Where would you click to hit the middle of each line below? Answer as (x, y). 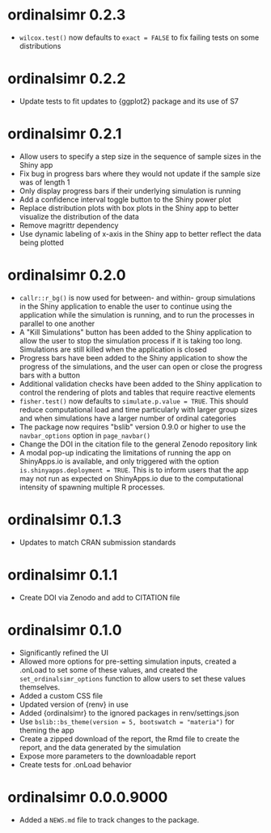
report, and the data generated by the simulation (100, 747)
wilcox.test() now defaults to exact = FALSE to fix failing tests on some (139, 37)
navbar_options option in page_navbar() (85, 435)
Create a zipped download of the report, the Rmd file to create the (129, 738)
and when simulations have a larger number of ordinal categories (127, 418)
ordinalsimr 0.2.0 (67, 275)
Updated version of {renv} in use (74, 704)
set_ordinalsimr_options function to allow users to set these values (132, 678)
